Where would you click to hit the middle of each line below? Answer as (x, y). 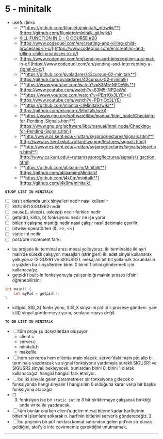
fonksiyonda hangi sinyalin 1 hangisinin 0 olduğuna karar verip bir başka (84, 384)
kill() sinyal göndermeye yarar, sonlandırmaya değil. (64, 313)
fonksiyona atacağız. (33, 390)
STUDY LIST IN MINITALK (29, 192)
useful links (24, 22)
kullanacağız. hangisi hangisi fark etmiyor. (54, 373)
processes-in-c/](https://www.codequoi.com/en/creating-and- (82, 48)
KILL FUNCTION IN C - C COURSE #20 (58, 38)
